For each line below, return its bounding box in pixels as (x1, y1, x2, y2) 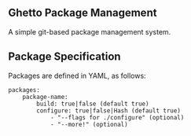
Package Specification (8, 50, 121, 64)
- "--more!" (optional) (50, 120, 128, 128)
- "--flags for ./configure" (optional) (50, 113, 185, 121)
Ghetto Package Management (8, 6, 157, 20)
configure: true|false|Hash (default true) (36, 106, 181, 115)
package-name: (22, 93, 68, 101)
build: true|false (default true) (36, 100, 149, 108)
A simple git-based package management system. (8, 27, 171, 36)
